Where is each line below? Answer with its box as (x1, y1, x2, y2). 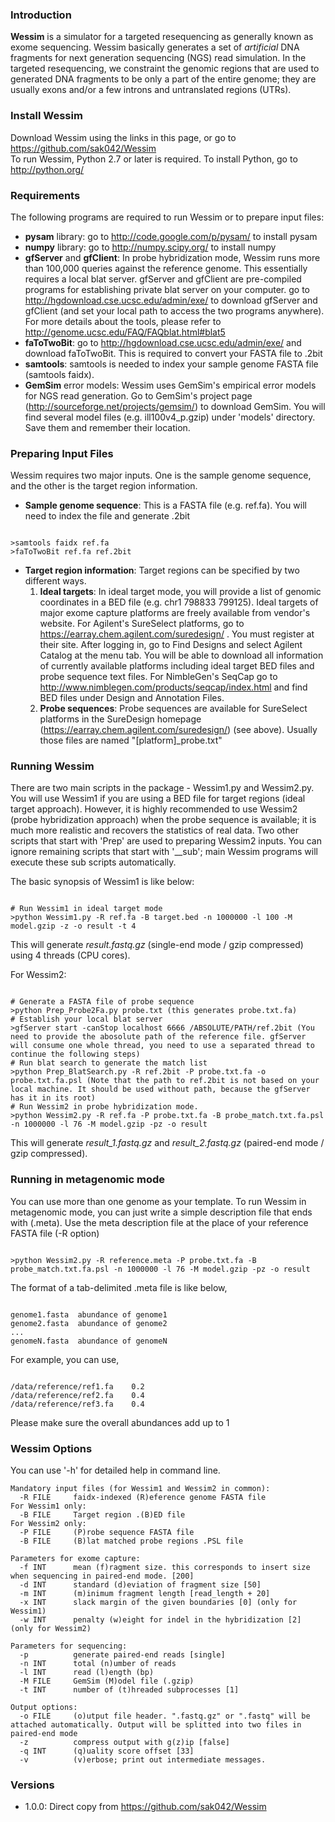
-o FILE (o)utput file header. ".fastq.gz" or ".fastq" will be (19, 1711, 311, 1722)
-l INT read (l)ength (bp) (19, 1668, 155, 1678)
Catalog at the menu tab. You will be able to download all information (39, 649, 324, 662)
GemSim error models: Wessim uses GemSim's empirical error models (24, 379, 317, 391)
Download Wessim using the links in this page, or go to (10, 131, 237, 143)
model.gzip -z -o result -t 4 (10, 921, 137, 932)
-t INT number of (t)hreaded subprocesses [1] (19, 1685, 240, 1695)
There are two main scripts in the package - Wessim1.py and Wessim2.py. (10, 782, 315, 794)
